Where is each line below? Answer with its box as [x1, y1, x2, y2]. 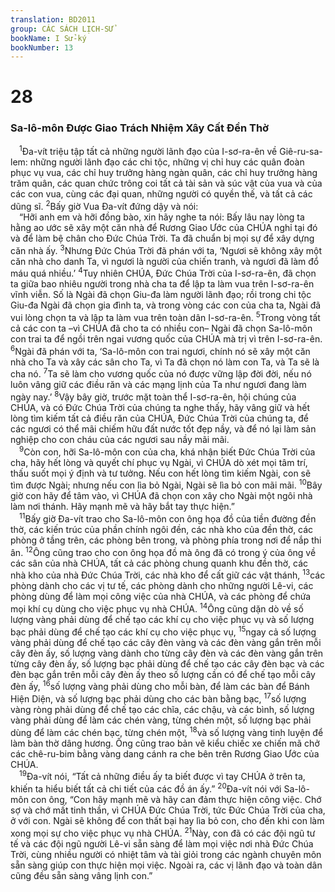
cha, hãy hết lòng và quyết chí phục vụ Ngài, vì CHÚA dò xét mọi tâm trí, [10, 456, 308, 468]
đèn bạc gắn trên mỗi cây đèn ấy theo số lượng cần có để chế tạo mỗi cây [10, 668, 316, 680]
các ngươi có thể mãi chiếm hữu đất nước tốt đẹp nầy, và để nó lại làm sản [10, 422, 317, 435]
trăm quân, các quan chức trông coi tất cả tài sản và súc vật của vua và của [10, 177, 323, 190]
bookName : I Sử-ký [10, 33, 87, 43]
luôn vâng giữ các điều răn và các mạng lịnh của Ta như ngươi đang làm [10, 379, 307, 391]
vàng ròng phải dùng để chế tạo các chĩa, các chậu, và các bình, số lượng [10, 703, 315, 715]
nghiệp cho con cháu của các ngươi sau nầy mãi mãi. [10, 433, 230, 445]
